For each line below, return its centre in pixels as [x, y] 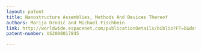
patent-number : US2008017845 [43, 34]
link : [13, 28]
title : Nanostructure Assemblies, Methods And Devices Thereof [87, 17]
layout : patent [25, 12]
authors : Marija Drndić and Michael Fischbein [66, 23]
